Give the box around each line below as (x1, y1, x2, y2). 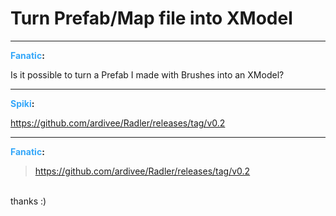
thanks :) (10, 195, 47, 207)
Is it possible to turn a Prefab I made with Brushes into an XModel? (10, 68, 285, 81)
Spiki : (10, 97, 35, 109)
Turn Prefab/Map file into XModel (10, 7, 293, 30)
